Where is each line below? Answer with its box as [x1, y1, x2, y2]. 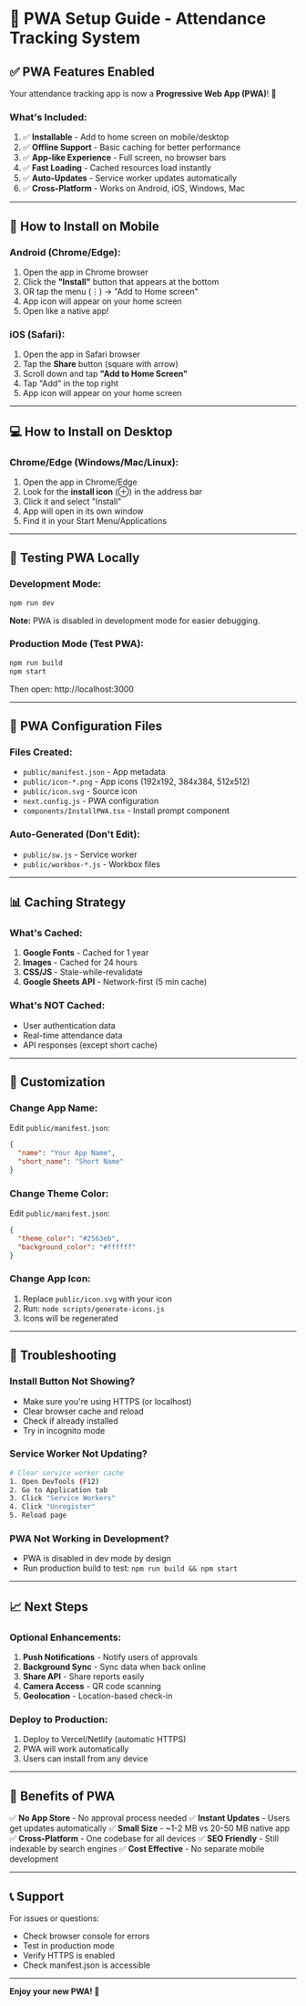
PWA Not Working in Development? [9, 1532, 170, 1545]
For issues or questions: [9, 1912, 100, 1924]
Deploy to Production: [9, 1713, 108, 1726]
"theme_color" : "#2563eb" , [17, 1234, 120, 1243]
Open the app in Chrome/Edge [22, 476, 138, 487]
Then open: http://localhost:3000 [9, 684, 135, 695]
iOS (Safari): [9, 328, 66, 340]
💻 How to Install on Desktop [9, 423, 173, 439]
